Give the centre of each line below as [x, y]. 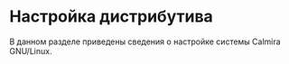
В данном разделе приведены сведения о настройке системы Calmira [145, 41]
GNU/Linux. [31, 50]
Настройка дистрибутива [112, 17]
